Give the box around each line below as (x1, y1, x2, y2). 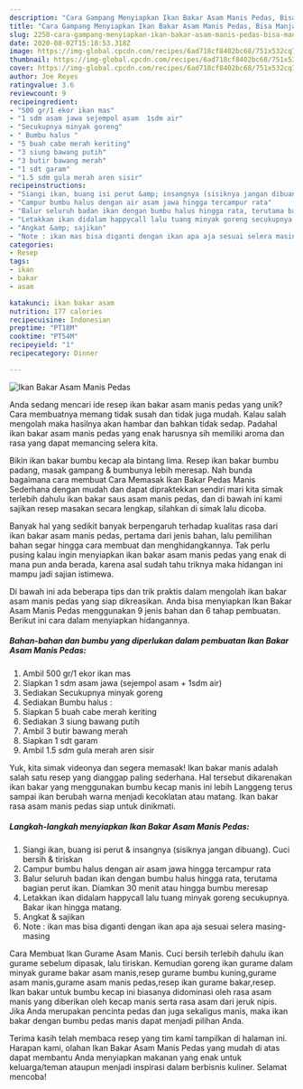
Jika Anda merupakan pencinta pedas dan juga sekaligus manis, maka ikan (9, 1005, 289, 1017)
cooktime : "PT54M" (9, 332, 78, 342)
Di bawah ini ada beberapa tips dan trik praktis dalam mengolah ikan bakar (9, 586, 287, 596)
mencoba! (9, 1071, 47, 1082)
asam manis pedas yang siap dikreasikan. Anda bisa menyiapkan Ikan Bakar (9, 596, 292, 606)
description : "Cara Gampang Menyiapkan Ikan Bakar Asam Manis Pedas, (9, 13, 277, 23)
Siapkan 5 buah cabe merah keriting (22, 706, 158, 717)
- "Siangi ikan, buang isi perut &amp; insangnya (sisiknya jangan (9, 190, 269, 199)
